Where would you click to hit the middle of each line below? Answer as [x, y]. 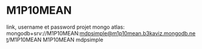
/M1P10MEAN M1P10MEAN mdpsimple [56, 39]
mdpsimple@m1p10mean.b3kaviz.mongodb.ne [138, 33]
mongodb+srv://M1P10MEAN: [43, 33]
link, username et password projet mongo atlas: [66, 27]
